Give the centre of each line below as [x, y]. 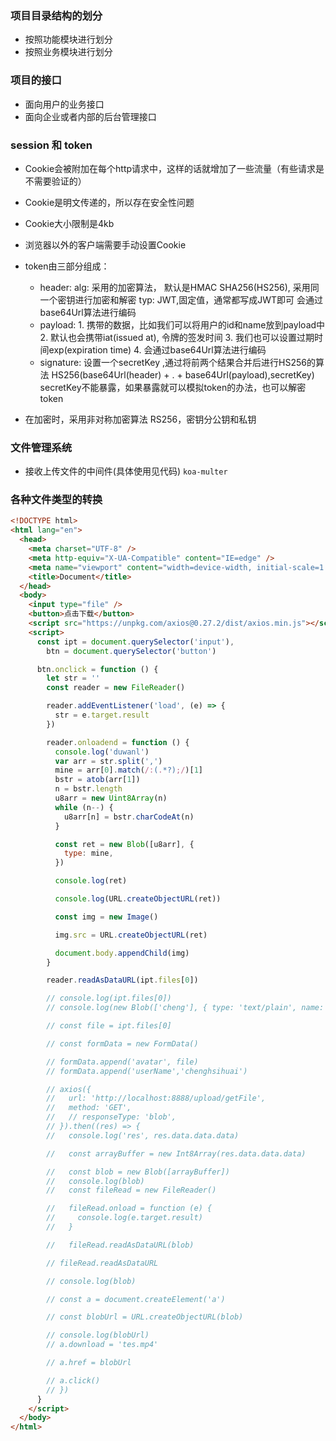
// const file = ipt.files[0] [109, 1026]
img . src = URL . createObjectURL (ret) [131, 935]
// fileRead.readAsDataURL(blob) [120, 1245]
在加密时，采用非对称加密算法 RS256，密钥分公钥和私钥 [140, 419]
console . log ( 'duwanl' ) [102, 752]
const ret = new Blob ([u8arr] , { [124, 844]
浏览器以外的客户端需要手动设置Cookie [105, 244]
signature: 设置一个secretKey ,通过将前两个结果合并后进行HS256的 [177, 362]
